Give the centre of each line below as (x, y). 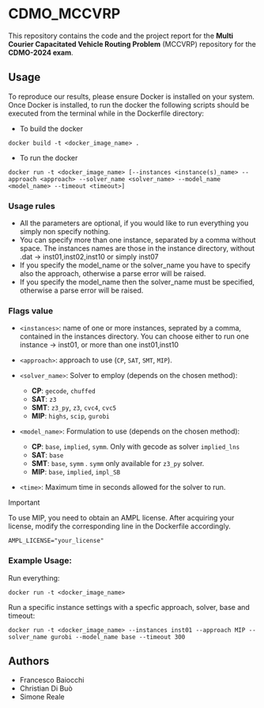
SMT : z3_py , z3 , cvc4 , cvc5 (74, 407)
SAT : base (47, 455)
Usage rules (32, 206)
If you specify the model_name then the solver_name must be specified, (137, 282)
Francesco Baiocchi (52, 680)
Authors (29, 661)
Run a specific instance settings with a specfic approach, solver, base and (129, 607)
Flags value (31, 311)
